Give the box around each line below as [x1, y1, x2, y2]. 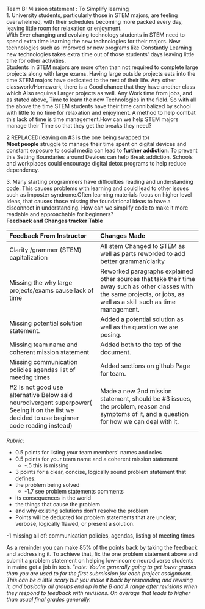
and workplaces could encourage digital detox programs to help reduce [6, 160, 187, 167]
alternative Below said [9, 391, 73, 399]
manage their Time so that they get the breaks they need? [6, 122, 152, 129]
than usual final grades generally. [6, 596, 92, 603]
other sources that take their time [100, 275, 195, 283]
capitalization [9, 253, 48, 261]
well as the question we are [100, 323, 179, 331]
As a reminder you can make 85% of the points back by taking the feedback [6, 544, 198, 551]
